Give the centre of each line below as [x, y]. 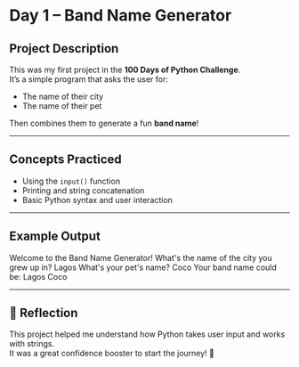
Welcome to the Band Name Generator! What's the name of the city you [141, 257]
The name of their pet [62, 106]
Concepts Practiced [65, 160]
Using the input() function [71, 181]
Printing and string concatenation [83, 190]
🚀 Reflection [44, 313]
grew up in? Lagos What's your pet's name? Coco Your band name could [143, 267]
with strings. [32, 344]
